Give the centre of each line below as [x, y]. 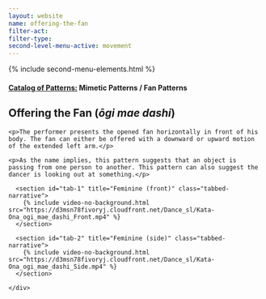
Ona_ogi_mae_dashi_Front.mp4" [59, 217]
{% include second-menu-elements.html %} [82, 69]
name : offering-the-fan [49, 23]
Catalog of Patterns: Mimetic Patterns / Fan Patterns [98, 88]
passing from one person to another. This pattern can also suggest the [133, 167]
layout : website [36, 16]
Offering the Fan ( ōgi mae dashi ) [92, 113]
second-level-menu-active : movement [70, 46]
